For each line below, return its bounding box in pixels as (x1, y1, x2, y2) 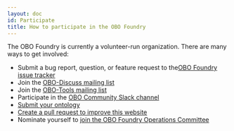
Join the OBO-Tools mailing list (17, 85, 108, 95)
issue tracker (17, 71, 56, 79)
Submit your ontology (17, 101, 81, 109)
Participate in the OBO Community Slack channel (17, 93, 160, 102)
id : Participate (7, 17, 55, 24)
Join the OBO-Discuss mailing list (17, 78, 115, 87)
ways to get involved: (7, 50, 69, 58)
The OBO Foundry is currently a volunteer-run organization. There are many (7, 43, 227, 51)
